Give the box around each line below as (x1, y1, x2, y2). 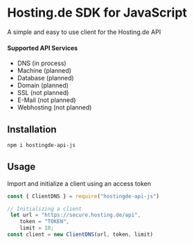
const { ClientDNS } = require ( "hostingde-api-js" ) (7, 193, 159, 200)
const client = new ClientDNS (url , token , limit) (7, 231, 154, 238)
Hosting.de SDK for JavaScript (7, 5, 187, 21)
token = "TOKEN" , (19, 218, 70, 225)
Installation (7, 123, 57, 135)
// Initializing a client (7, 205, 82, 212)
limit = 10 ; (19, 225, 54, 232)
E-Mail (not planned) (17, 96, 76, 105)
